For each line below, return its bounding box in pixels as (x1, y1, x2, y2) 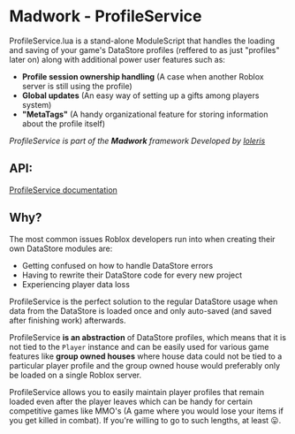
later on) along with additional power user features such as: (9, 54, 225, 65)
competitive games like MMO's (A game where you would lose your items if (9, 405, 284, 416)
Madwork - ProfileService (9, 6, 202, 27)
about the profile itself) (21, 118, 106, 129)
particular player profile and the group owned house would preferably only (9, 360, 281, 370)
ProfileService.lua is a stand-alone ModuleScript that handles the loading (9, 35, 276, 46)
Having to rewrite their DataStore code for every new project (21, 270, 243, 280)
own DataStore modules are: (9, 243, 113, 254)
